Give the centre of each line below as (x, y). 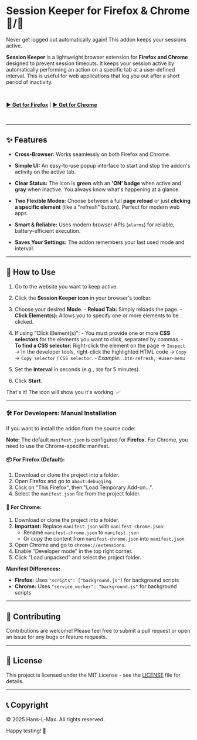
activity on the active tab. (45, 172)
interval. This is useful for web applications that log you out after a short (93, 76)
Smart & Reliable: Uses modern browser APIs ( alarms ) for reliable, (94, 225)
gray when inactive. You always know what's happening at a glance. (97, 189)
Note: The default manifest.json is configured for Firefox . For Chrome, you (97, 439)
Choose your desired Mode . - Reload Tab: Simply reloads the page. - (98, 309)
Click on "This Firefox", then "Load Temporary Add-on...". (84, 487)
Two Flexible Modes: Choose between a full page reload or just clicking (102, 201)
